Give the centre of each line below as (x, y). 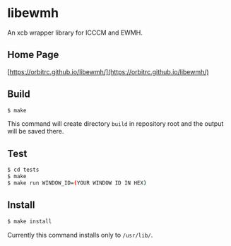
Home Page (33, 55)
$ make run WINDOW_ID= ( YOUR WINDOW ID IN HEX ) (77, 183)
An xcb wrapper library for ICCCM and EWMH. (75, 33)
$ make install (30, 221)
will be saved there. (36, 131)
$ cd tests (23, 170)
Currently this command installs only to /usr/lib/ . (80, 235)
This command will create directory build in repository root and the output (115, 124)
